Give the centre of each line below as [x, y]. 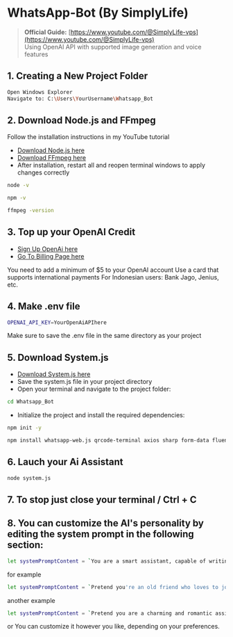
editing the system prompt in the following [101, 534]
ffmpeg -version [31, 211]
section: [25, 545]
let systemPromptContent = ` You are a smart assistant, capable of [107, 561]
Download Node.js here [51, 150]
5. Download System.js [58, 357]
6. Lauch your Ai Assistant [65, 462]
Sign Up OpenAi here [48, 249]
